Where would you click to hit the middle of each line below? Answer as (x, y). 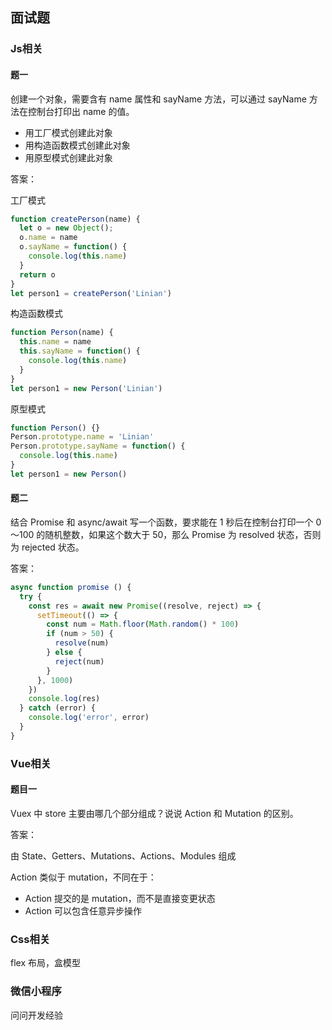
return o (37, 274)
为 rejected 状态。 (47, 547)
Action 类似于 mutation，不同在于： (83, 877)
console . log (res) (64, 699)
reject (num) (79, 661)
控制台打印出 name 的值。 (81, 111)
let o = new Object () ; (66, 228)
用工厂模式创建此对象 (68, 132)
